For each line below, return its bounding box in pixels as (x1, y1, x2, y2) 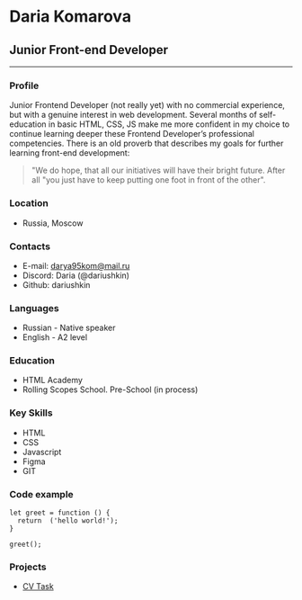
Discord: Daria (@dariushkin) (22, 270, 130, 281)
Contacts (9, 240, 51, 253)
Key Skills (9, 407, 53, 419)
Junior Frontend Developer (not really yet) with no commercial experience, (9, 100, 286, 111)
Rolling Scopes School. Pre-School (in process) (22, 384, 199, 395)
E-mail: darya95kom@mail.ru (22, 260, 130, 271)
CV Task (22, 581, 54, 592)
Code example (9, 488, 74, 500)
